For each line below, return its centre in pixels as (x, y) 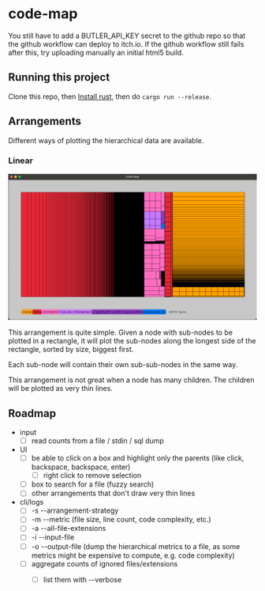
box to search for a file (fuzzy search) (93, 484)
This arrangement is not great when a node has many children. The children (131, 380)
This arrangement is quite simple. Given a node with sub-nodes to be (120, 332)
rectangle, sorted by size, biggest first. (71, 350)
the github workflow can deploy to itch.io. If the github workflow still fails (126, 44)
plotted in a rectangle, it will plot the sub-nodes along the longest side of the (132, 341)
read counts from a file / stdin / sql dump (97, 441)
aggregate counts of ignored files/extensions (105, 563)
